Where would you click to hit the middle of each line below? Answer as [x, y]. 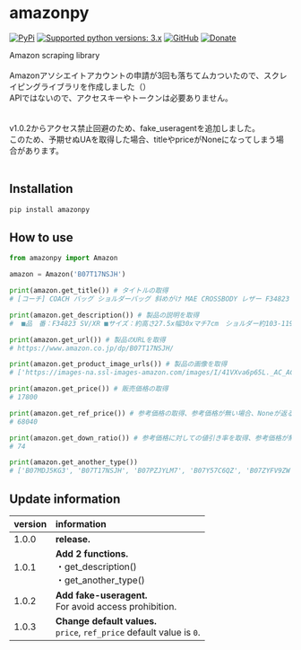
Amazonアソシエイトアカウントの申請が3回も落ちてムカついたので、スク [145, 75]
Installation [41, 189]
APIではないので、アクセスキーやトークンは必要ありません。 [121, 98]
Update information [65, 499]
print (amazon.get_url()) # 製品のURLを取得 [87, 339]
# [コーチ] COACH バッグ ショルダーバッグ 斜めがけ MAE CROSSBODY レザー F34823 [150, 299]
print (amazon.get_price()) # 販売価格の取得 [89, 389]
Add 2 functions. [92, 553]
